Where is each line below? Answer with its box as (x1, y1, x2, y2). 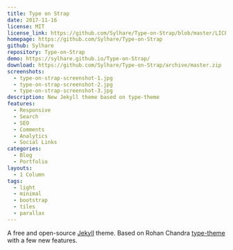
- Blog (13, 152, 33, 159)
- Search (13, 113, 39, 120)
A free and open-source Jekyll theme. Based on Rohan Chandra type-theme (7, 229, 225, 237)
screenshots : (7, 68, 45, 75)
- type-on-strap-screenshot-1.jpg (13, 74, 113, 82)
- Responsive (13, 107, 51, 114)
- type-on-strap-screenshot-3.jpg (13, 87, 113, 94)
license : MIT (7, 23, 45, 30)
